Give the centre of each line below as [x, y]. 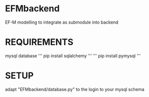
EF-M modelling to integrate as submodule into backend [62, 22]
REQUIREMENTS [39, 42]
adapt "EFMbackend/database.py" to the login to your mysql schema [75, 89]
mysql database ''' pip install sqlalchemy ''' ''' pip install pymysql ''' [73, 56]
